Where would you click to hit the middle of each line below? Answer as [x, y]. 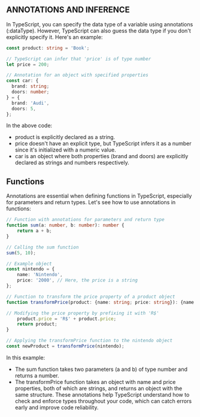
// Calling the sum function [43, 247]
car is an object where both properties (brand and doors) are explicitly [101, 156]
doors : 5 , [24, 108]
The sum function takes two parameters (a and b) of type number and [101, 369]
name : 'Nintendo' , [40, 275]
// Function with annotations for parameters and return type [85, 220]
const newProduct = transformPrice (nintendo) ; [65, 346]
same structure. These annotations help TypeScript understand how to [102, 394]
